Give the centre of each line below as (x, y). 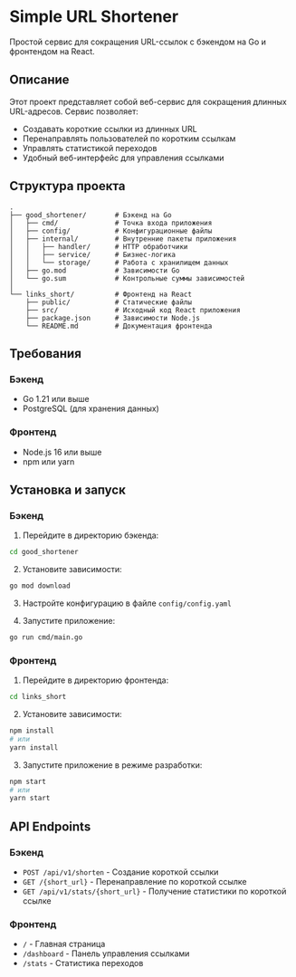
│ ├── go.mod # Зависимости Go (95, 270)
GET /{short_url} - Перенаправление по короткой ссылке (134, 881)
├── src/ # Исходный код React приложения (134, 310)
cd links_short (38, 697)
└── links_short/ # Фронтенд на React (101, 294)
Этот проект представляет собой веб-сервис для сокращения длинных (148, 101)
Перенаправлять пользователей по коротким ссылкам (129, 139)
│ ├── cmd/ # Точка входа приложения (111, 223)
